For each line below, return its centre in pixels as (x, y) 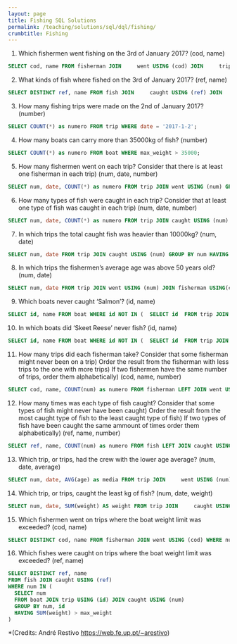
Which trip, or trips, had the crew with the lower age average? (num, (117, 459)
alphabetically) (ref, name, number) (69, 433)
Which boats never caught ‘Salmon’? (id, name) (87, 302)
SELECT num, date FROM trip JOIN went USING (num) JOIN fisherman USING (117, 288)
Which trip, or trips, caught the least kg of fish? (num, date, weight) (115, 493)
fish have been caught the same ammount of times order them (109, 425)
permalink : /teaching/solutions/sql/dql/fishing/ (82, 27)
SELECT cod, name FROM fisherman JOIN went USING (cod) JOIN (105, 67)
